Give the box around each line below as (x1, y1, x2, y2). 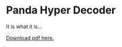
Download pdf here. (6, 34, 55, 41)
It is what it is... (6, 23, 43, 30)
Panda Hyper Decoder (6, 4, 116, 17)
